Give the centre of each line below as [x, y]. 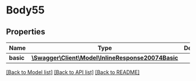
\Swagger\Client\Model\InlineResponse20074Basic [105, 58]
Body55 [25, 10]
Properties [26, 32]
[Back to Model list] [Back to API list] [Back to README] [73, 72]
